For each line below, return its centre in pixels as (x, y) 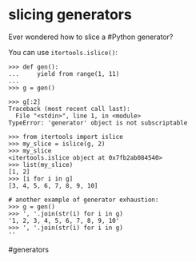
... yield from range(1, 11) (64, 73)
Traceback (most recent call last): (69, 109)
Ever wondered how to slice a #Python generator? (91, 37)
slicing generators (70, 15)
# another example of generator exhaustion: (84, 200)
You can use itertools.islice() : (63, 52)
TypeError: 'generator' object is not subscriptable (98, 123)
